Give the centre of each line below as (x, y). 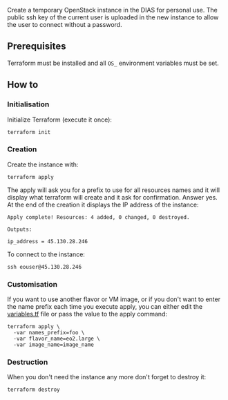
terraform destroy (34, 390)
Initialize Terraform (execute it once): (60, 120)
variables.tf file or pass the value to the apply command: (87, 314)
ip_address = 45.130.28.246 (48, 241)
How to (23, 85)
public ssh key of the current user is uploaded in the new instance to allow (113, 17)
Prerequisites (37, 47)
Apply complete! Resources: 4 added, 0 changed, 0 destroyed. (98, 217)
